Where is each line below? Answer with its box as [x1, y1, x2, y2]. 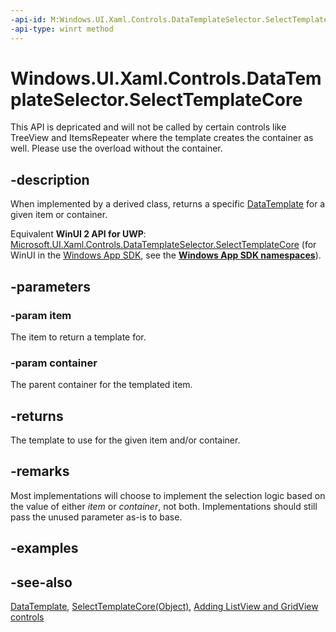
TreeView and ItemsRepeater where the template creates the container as [10, 132, 314, 144]
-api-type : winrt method [10, 24, 114, 34]
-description [10, 171, 90, 188]
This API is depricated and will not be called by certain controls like [10, 121, 287, 133]
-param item [10, 308, 72, 322]
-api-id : [10, 14, 47, 25]
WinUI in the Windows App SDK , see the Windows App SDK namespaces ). [10, 249, 322, 261]
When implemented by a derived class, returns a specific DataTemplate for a [10, 198, 326, 210]
